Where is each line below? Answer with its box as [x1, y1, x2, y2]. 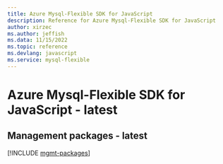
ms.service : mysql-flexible [7, 57, 90, 64]
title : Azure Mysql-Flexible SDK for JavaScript [7, 10, 153, 18]
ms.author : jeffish [7, 30, 65, 37]
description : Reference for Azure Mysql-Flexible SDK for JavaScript [7, 17, 217, 24]
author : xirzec [7, 23, 52, 30]
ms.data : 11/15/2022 [7, 37, 68, 44]
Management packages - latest [7, 130, 148, 142]
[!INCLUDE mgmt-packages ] [7, 148, 90, 157]
